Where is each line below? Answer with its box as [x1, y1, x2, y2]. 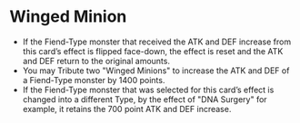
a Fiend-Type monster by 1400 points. [22, 74, 165, 85]
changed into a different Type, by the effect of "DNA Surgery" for [22, 93, 267, 105]
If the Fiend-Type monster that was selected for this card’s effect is [22, 84, 275, 95]
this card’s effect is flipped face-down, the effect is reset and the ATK [22, 45, 284, 56]
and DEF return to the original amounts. [22, 55, 171, 66]
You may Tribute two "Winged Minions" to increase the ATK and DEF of [22, 65, 290, 76]
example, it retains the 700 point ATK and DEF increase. [22, 103, 232, 114]
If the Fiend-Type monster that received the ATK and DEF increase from [22, 36, 292, 47]
